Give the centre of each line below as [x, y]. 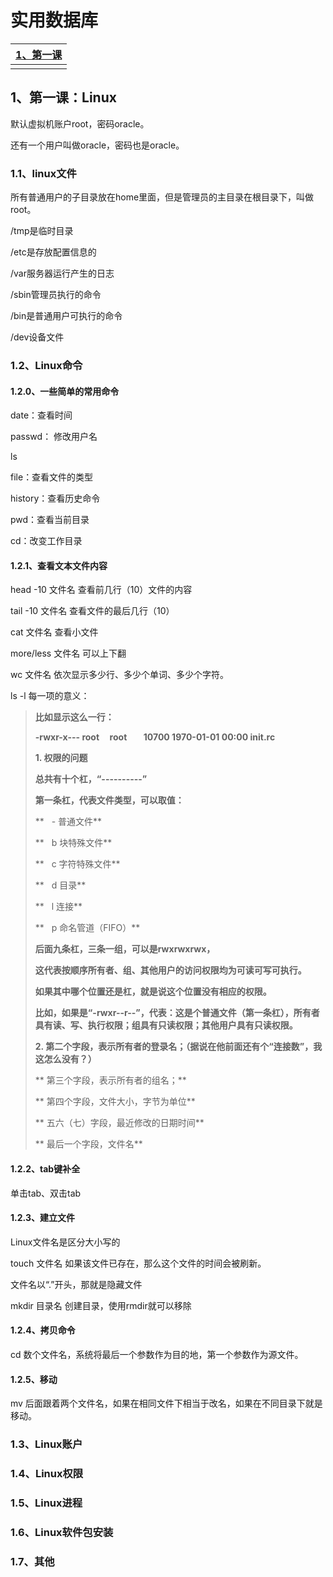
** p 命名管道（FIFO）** [87, 928]
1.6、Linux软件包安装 [62, 1532]
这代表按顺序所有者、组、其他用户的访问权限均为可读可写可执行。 [170, 970]
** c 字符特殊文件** [77, 864]
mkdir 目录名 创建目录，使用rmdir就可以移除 [101, 1305]
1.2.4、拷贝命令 [43, 1330]
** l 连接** [58, 907]
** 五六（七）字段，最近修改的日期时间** [119, 1123]
